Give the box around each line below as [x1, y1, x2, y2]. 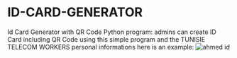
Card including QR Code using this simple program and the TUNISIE [7, 35, 206, 43]
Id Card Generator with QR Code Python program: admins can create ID [7, 28, 216, 36]
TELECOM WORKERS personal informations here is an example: [7, 42, 194, 51]
